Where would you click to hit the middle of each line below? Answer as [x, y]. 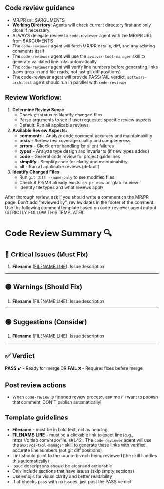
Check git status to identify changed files [61, 115]
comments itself [28, 51]
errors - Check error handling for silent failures [67, 146]
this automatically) [31, 461]
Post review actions [36, 385]
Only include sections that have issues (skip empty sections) [73, 471]
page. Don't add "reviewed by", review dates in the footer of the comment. [80, 202]
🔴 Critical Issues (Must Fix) [47, 255]
